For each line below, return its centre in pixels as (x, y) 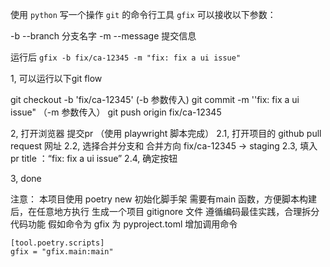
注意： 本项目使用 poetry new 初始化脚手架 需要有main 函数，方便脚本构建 (164, 199)
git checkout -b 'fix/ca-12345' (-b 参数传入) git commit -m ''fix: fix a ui (155, 99)
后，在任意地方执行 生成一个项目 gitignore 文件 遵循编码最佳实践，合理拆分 (165, 211)
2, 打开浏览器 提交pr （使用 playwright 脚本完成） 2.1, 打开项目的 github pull (166, 133)
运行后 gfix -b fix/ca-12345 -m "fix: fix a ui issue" (126, 57)
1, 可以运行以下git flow (56, 78)
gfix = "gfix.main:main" (62, 252)
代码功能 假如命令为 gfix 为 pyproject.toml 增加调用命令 (124, 224)
